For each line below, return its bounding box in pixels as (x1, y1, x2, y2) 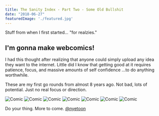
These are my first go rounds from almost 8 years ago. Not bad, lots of (5, 81, 148, 88)
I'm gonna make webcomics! (5, 43, 94, 52)
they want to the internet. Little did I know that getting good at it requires (5, 62, 151, 68)
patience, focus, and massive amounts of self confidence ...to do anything (5, 67, 155, 73)
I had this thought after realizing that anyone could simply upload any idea (5, 57, 155, 62)
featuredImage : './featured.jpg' (5, 16, 73, 21)
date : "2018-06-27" (5, 12, 45, 17)
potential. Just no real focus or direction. (5, 87, 87, 93)
